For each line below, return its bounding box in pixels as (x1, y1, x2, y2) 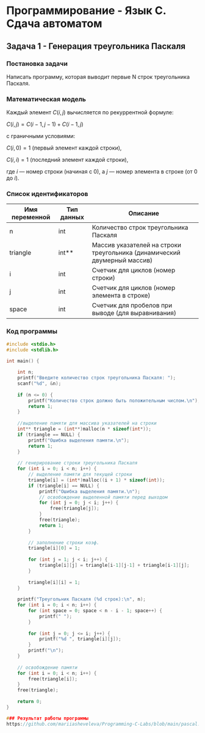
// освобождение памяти (17, 664, 78, 671)
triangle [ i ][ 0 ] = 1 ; (28, 545, 81, 552)
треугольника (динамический (92, 249, 181, 257)
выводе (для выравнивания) (92, 309, 177, 318)
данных (60, 213, 84, 222)
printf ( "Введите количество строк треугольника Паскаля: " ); (17, 375, 176, 381)
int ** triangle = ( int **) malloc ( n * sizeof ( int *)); (17, 426, 151, 432)
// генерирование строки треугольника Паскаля (17, 460, 138, 466)
